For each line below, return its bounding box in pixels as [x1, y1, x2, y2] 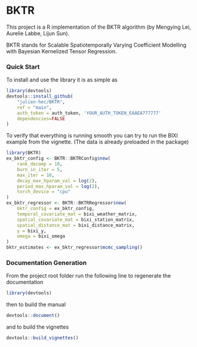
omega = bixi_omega [17, 233, 66, 239]
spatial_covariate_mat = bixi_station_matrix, [17, 217, 135, 223]
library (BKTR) [6, 150, 42, 156]
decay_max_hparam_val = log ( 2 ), [17, 178, 97, 184]
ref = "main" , [17, 104, 52, 111]
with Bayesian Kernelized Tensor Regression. [6, 47, 117, 54]
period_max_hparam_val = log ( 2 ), [17, 183, 100, 189]
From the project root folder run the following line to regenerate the [6, 272, 171, 279]
